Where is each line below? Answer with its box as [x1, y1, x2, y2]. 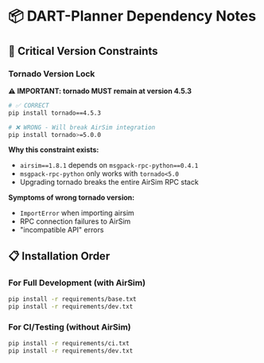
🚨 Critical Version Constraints [8, 44, 158, 57]
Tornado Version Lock [8, 68, 95, 79]
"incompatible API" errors [19, 225, 104, 235]
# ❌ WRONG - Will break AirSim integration [8, 123, 156, 131]
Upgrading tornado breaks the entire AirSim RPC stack [19, 178, 199, 187]
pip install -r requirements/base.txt [8, 295, 137, 303]
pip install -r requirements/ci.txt [8, 340, 130, 348]
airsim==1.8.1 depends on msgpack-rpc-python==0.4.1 [19, 161, 199, 170]
